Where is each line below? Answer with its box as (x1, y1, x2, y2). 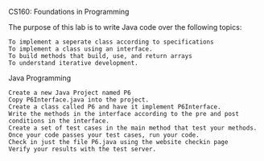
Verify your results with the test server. (8, 145, 157, 153)
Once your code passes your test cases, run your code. (8, 131, 200, 139)
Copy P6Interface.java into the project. (8, 96, 150, 104)
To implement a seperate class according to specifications (8, 38, 215, 46)
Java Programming (8, 73, 72, 83)
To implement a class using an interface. (8, 45, 153, 53)
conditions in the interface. (8, 117, 110, 125)
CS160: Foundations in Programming (8, 7, 130, 16)
